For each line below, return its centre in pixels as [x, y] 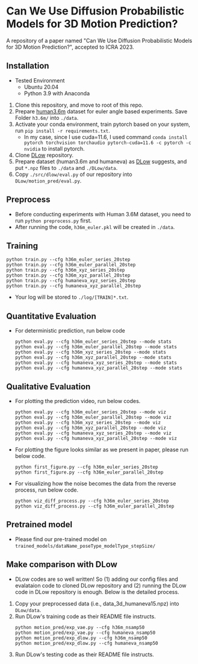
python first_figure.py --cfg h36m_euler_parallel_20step [89, 472]
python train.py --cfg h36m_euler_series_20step [68, 260]
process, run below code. [47, 490]
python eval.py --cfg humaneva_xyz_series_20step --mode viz [93, 433]
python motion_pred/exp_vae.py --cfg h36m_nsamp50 [80, 627]
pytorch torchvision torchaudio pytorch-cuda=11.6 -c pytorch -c [107, 143]
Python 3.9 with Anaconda [57, 93]
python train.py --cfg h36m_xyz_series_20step [66, 270]
